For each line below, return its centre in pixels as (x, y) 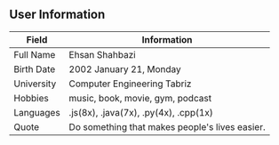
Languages (37, 112)
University (35, 84)
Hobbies (31, 98)
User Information (57, 15)
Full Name (35, 54)
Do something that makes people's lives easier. (167, 126)
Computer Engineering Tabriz (130, 84)
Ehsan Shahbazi (102, 54)
